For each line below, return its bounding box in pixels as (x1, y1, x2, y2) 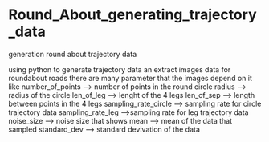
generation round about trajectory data (8, 49, 137, 59)
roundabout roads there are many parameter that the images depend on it (8, 73, 253, 83)
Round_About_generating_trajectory (8, 6, 257, 24)
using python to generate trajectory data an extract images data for (8, 64, 231, 74)
